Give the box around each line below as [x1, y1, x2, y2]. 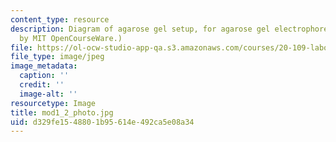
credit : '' [19, 80, 65, 90]
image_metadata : [10, 61, 78, 71]
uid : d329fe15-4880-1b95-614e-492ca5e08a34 [10, 117, 195, 127]
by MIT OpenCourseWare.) [19, 33, 123, 43]
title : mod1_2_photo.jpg [10, 107, 114, 118]
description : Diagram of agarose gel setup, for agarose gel [10, 24, 271, 34]
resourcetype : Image [10, 98, 97, 108]
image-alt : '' [19, 89, 78, 99]
